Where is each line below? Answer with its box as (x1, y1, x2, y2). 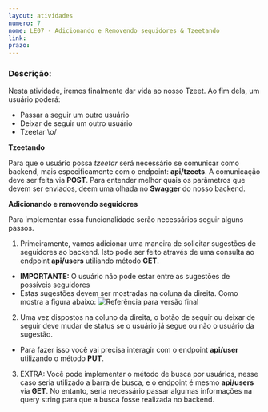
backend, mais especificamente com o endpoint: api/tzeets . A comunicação (8, 167, 261, 176)
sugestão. (19, 329, 54, 339)
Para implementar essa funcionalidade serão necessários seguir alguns (8, 215, 244, 224)
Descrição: (8, 68, 52, 79)
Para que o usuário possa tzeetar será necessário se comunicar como (8, 158, 240, 168)
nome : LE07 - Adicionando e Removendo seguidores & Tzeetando (8, 26, 220, 34)
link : (8, 34, 26, 42)
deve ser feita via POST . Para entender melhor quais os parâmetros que (8, 176, 246, 185)
